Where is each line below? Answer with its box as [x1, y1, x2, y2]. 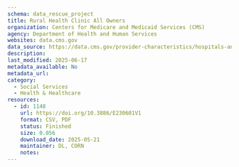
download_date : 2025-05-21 [20, 136, 100, 143]
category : [7, 76, 37, 84]
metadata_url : [7, 70, 50, 77]
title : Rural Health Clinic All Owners [7, 17, 126, 24]
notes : [20, 149, 40, 156]
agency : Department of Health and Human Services [7, 30, 158, 38]
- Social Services [14, 83, 69, 90]
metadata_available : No [7, 63, 78, 70]
